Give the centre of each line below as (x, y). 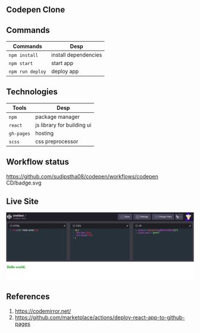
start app (62, 63)
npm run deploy (27, 72)
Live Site (22, 201)
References (28, 297)
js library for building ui (63, 125)
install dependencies (77, 55)
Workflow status (38, 162)
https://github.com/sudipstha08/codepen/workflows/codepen (82, 176)
